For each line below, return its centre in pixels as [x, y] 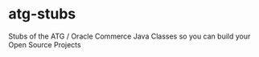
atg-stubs [42, 14]
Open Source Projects [45, 44]
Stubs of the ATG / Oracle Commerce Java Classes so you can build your [129, 36]
